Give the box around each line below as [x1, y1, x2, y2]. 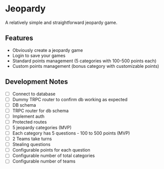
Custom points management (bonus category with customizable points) [12, 63, 160, 69]
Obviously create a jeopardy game [12, 47, 83, 53]
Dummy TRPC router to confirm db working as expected [12, 96, 128, 102]
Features [5, 34, 33, 42]
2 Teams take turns [12, 136, 52, 142]
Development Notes [5, 78, 68, 86]
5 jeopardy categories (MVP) [12, 124, 72, 130]
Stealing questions [12, 142, 51, 148]
